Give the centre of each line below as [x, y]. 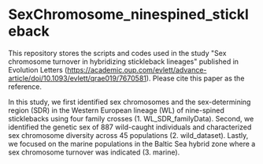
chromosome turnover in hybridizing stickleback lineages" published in [123, 61]
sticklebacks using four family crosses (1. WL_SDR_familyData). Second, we [131, 118]
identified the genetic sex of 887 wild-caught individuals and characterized [130, 127]
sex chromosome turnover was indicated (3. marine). [94, 152]
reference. [25, 86]
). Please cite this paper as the [195, 78]
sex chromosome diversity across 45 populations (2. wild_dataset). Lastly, [128, 135]
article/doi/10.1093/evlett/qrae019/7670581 [78, 78]
